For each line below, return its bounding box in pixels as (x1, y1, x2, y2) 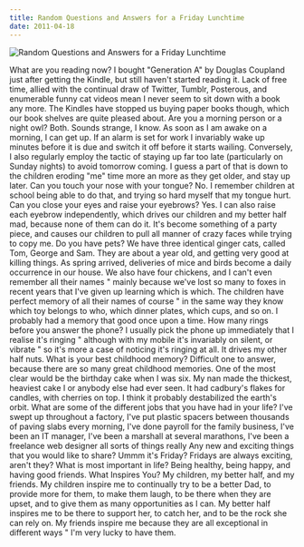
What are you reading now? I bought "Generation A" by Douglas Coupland (9, 64, 285, 75)
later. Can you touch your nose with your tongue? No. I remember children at (9, 180, 295, 190)
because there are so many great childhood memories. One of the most (9, 363, 276, 374)
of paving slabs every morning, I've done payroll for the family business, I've (9, 421, 295, 432)
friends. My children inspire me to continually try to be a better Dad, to (9, 478, 271, 490)
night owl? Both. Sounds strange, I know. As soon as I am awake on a (9, 122, 268, 132)
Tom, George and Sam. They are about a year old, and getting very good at (9, 247, 290, 259)
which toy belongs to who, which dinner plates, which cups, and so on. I (9, 305, 279, 316)
